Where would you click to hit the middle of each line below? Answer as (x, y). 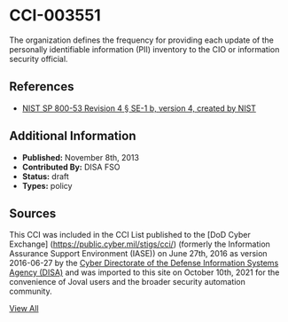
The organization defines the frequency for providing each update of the (142, 40)
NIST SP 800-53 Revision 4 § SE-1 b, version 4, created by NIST (139, 108)
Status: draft (45, 176)
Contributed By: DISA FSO (71, 167)
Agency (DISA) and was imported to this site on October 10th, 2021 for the (144, 272)
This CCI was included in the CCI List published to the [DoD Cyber (130, 235)
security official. (39, 59)
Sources (33, 213)
